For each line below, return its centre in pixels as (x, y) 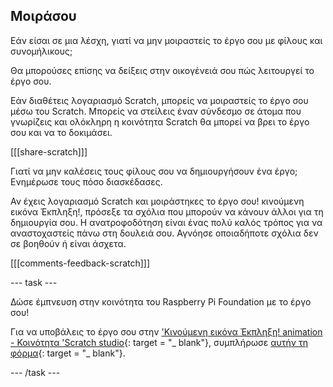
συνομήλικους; (41, 51)
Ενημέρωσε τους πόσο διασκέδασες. (86, 181)
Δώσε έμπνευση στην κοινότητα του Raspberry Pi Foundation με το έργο (161, 301)
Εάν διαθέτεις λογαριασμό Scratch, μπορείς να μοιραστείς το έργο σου (159, 100)
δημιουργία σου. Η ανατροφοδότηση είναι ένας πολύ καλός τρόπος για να (166, 222)
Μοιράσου (43, 16)
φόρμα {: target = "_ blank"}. (68, 353)
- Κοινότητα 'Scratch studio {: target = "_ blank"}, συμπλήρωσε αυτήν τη (159, 342)
